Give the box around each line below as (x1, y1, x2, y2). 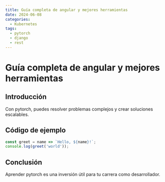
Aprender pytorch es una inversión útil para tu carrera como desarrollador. (5, 171, 160, 177)
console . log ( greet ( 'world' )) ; (5, 144, 69, 149)
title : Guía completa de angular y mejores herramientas (5, 7, 128, 13)
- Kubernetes (10, 21, 37, 27)
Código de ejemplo (5, 126, 66, 135)
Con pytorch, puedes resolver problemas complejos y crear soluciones (5, 106, 153, 112)
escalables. (5, 111, 29, 117)
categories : (5, 17, 30, 22)
